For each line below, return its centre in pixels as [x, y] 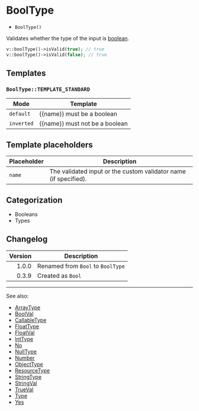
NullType [26, 352]
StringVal [26, 383]
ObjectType [29, 364]
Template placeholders [49, 145]
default [20, 114]
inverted [21, 124]
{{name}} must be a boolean [78, 114]
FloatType [27, 326]
